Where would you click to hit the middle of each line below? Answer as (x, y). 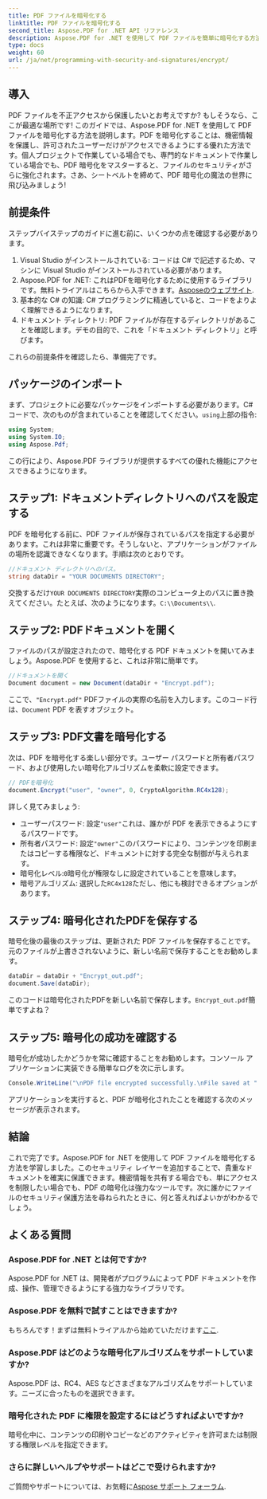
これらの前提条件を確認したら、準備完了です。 (85, 356)
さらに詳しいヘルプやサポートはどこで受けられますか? (112, 1467)
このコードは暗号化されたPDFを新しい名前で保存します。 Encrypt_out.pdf (128, 1000)
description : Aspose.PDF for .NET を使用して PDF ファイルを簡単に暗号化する (129, 38)
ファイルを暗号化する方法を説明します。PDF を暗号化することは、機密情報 (130, 135)
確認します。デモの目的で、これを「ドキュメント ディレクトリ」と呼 (145, 330)
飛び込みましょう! (37, 185)
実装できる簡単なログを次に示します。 (126, 1068)
